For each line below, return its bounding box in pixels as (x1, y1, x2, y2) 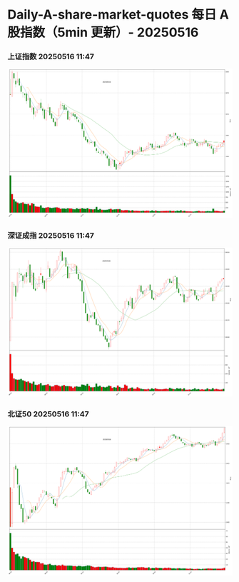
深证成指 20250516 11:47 (7, 230, 95, 240)
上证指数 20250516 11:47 (7, 51, 95, 61)
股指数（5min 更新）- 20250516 (7, 24, 199, 41)
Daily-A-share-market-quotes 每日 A (7, 6, 230, 23)
